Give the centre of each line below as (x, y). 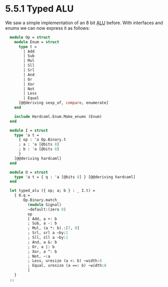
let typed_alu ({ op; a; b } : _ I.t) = (52, 191)
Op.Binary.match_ (41, 200)
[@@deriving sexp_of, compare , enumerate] (63, 103)
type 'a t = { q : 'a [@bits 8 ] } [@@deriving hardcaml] (75, 177)
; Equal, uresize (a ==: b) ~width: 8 (67, 266)
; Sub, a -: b (42, 224)
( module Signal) (44, 204)
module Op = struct (30, 37)
